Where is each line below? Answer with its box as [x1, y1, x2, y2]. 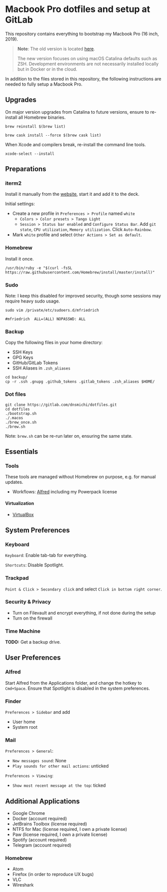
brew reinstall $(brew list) [5, 124, 66, 129]
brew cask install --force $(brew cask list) [5, 133, 101, 138]
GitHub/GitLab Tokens [12, 360, 58, 366]
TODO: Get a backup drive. [5, 639, 61, 645]
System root [12, 724, 38, 730]
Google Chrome [12, 810, 45, 816]
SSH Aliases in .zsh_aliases [12, 365, 71, 371]
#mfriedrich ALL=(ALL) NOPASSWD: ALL [5, 317, 86, 322]
